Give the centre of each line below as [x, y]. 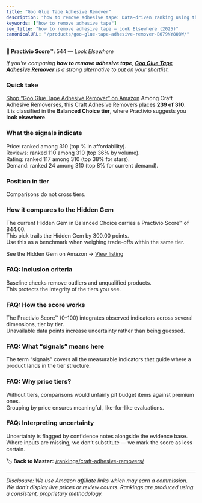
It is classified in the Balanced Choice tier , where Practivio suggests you [96, 111]
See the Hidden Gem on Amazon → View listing [65, 254]
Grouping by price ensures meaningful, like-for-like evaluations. [85, 407]
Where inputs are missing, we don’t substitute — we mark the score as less [99, 442]
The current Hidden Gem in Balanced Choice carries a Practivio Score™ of [98, 223]
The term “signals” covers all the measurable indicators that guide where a [99, 359]
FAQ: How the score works [46, 305]
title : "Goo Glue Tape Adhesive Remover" [59, 12]
